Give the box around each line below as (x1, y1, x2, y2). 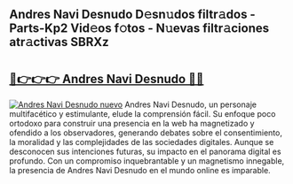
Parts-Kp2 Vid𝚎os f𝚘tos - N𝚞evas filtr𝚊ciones (9, 21, 270, 36)
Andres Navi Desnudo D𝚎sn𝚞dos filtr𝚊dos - (9, 7, 256, 22)
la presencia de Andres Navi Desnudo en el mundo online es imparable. (9, 165, 271, 175)
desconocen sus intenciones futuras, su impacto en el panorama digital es (9, 146, 281, 157)
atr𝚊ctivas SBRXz (9, 34, 109, 50)
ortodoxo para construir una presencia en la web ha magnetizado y (9, 119, 255, 128)
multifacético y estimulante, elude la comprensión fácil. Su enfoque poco (9, 109, 276, 119)
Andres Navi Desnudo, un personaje (123, 99, 257, 110)
